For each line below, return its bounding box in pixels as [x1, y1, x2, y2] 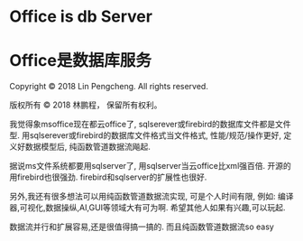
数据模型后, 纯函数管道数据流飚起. [24, 142, 151, 153]
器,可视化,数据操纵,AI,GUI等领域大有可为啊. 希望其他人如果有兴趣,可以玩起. [9, 202, 286, 213]
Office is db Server [9, 6, 153, 27]
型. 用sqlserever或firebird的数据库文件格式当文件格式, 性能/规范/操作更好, [9, 130, 282, 141]
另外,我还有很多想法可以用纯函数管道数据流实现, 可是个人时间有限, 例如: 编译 [9, 191, 294, 202]
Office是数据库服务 [9, 51, 151, 71]
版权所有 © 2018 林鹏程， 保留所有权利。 [9, 99, 162, 110]
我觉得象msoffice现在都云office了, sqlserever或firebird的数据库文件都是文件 [9, 119, 291, 130]
